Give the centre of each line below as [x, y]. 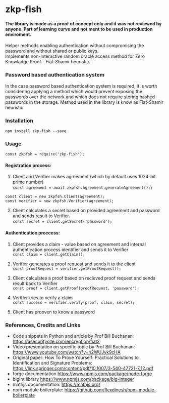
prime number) [28, 182]
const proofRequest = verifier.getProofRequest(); [67, 269]
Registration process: [28, 165]
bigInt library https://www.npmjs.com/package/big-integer [73, 379]
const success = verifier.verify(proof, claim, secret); [74, 302]
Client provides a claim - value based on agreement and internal [79, 244]
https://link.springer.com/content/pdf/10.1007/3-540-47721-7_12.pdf [83, 368]
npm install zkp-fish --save [36, 131]
